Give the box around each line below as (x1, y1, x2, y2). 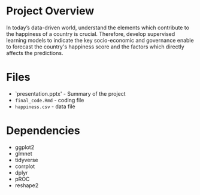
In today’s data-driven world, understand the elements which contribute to (6, 24, 190, 31)
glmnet (14, 150, 33, 157)
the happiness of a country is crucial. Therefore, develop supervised (6, 30, 175, 37)
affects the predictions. (6, 49, 63, 56)
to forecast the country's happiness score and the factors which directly (6, 43, 184, 50)
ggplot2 (14, 144, 35, 151)
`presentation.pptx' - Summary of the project (14, 90, 126, 97)
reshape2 (14, 181, 39, 189)
